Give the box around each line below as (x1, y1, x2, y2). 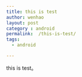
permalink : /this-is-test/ (6, 31, 77, 37)
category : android (6, 25, 55, 32)
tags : (6, 36, 20, 42)
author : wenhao (6, 14, 44, 20)
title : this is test (6, 8, 58, 15)
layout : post (6, 20, 39, 26)
